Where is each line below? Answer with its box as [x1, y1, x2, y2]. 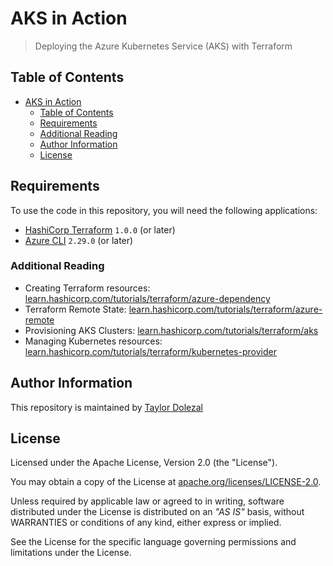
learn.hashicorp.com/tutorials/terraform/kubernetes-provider [24, 345, 277, 357]
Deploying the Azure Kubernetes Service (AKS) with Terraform [34, 40, 293, 52]
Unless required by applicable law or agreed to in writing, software [10, 495, 285, 507]
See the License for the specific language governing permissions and [10, 536, 297, 548]
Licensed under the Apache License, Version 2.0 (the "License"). [10, 457, 278, 469]
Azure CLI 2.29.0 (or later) [24, 234, 134, 246]
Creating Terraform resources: [24, 282, 151, 294]
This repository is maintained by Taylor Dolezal [10, 401, 204, 413]
